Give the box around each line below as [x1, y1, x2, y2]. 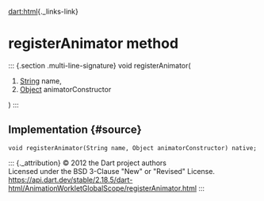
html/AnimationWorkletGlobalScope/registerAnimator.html [8, 183, 197, 193]
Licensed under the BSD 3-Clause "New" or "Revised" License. [8, 166, 216, 176]
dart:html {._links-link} [8, 7, 79, 16]
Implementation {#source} [8, 123, 143, 137]
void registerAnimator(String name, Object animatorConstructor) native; [8, 144, 258, 152]
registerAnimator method [8, 35, 179, 52]
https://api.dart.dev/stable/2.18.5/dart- [8, 175, 133, 184]
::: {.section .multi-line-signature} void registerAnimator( [8, 60, 192, 70]
